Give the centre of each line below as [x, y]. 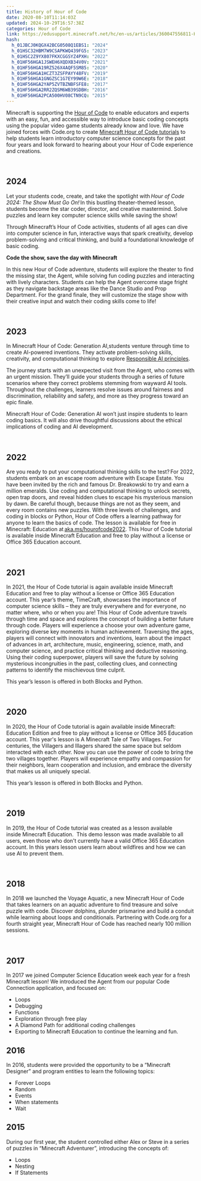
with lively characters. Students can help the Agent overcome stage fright [97, 282]
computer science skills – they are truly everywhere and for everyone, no [96, 606]
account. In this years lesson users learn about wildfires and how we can [96, 847]
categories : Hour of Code [38, 29]
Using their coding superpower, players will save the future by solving [92, 657]
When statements [36, 1102]
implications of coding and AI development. [60, 427]
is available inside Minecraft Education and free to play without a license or [98, 536]
